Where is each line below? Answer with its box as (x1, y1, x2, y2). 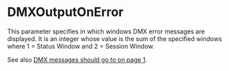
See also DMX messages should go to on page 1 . (7, 55, 148, 63)
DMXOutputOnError (7, 4, 124, 20)
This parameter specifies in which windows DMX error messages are (7, 27, 205, 35)
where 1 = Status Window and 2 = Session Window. (7, 42, 155, 50)
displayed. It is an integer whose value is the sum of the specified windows (7, 34, 223, 42)
